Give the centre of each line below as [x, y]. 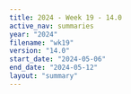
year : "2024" [34, 34]
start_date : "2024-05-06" [57, 59]
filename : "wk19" [42, 43]
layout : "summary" [44, 76]
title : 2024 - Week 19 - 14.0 [66, 17]
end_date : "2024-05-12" [54, 68]
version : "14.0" [39, 51]
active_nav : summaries [52, 26]
